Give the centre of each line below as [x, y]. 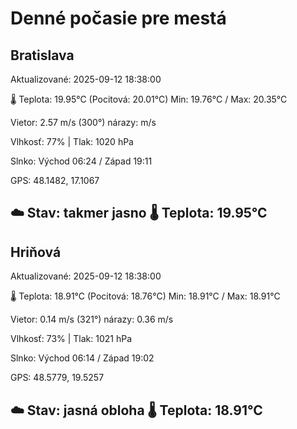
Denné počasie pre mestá [118, 18]
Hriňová [36, 252]
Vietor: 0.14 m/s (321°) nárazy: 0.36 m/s [92, 319]
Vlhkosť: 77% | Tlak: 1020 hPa [72, 141]
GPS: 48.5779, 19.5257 [57, 378]
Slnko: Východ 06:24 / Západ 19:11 [81, 161]
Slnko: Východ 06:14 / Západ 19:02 [82, 358]
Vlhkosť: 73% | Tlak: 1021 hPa [71, 339]
